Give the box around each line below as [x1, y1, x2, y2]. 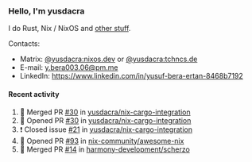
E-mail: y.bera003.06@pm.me [19, 63, 118, 72]
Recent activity [8, 89, 60, 98]
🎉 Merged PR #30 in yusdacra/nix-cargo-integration [19, 107, 191, 117]
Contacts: [8, 39, 41, 48]
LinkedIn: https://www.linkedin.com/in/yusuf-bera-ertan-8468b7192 [19, 71, 244, 81]
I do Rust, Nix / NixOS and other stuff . [8, 24, 131, 33]
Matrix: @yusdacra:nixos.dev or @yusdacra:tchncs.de [19, 54, 198, 64]
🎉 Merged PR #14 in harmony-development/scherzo [19, 145, 191, 154]
